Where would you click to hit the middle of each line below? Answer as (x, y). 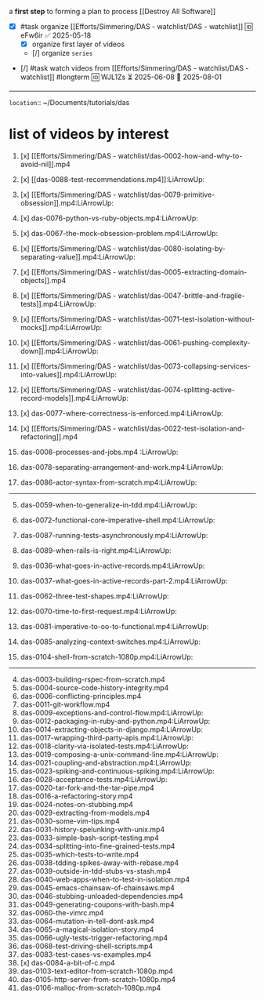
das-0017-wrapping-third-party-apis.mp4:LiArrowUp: (107, 738)
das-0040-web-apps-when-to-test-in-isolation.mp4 (105, 880)
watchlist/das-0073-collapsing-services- (184, 366)
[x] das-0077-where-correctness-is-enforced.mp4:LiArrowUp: (122, 413)
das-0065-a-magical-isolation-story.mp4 (87, 929)
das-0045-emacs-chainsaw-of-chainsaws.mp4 (98, 888)
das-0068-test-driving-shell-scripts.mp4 (87, 946)
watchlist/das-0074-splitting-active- (177, 390)
